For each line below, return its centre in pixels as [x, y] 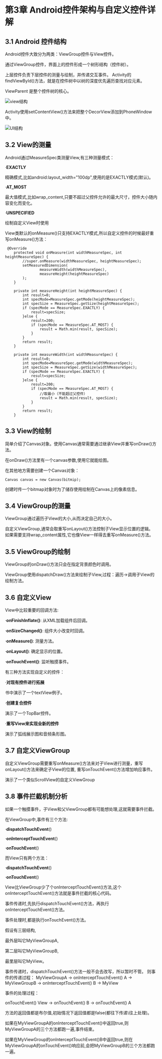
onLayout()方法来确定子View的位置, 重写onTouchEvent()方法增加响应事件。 [80, 769]
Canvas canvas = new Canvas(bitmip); [43, 479]
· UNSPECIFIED [20, 213]
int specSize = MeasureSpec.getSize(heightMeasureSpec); [81, 303]
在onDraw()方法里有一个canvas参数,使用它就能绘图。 [58, 460]
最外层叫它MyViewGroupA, [32, 941]
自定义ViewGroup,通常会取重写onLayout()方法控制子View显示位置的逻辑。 [79, 529]
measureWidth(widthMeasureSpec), [73, 269]
